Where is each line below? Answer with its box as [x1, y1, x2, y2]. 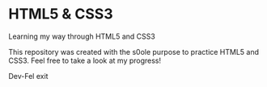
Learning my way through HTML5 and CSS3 [8, 31, 155, 41]
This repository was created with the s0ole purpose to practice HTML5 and [8, 47, 260, 56]
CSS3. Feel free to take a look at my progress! [8, 56, 162, 65]
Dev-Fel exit [8, 71, 49, 81]
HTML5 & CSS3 [8, 5, 113, 23]
